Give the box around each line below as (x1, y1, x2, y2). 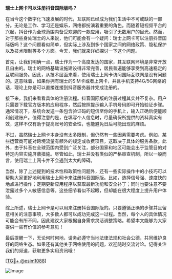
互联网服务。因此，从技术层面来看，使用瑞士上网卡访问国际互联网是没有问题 (5, 72, 167, 77)
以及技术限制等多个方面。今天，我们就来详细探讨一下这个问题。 (5, 48, 140, 54)
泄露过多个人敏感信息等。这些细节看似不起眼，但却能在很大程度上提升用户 (5, 187, 162, 194)
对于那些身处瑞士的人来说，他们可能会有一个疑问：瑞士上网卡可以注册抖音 (5, 35, 162, 41)
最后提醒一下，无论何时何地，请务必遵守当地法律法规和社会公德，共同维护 (5, 235, 162, 241)
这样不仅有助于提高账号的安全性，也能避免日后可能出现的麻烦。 (14, 121, 149, 127)
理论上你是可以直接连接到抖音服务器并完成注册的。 (14, 84, 122, 90)
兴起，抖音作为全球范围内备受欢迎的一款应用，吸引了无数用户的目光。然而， (5, 29, 167, 35)
